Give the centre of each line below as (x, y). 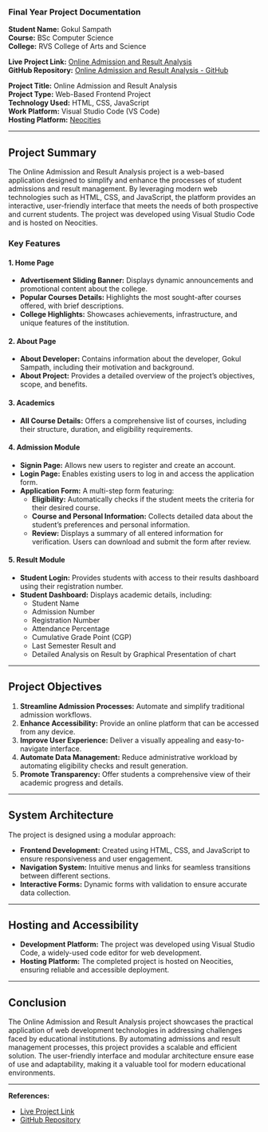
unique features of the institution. (75, 323)
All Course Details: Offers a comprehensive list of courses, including (133, 420)
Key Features (35, 244)
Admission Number (63, 612)
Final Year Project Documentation (75, 12)
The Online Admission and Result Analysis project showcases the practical (131, 1022)
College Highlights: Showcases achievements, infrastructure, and (128, 314)
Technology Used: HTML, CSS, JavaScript (79, 103)
